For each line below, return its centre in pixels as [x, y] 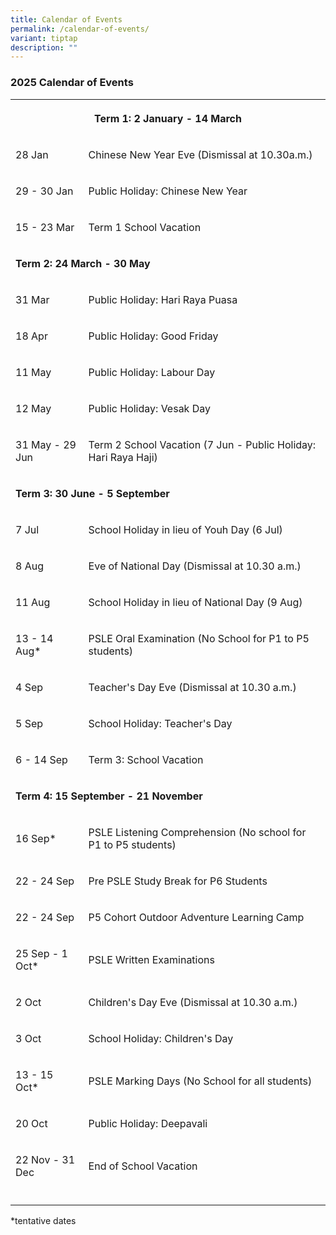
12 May [33, 408]
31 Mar [32, 299]
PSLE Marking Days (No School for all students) [200, 1081]
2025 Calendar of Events [72, 83]
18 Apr [31, 336]
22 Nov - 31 [45, 1159]
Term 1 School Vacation [145, 227]
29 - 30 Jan [44, 191]
